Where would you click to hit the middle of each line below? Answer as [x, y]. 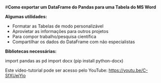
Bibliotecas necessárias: [31, 51]
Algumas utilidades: [26, 16]
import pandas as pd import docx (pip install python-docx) [64, 61]
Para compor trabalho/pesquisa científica [54, 37]
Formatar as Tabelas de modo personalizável [58, 26]
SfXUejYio [16, 75]
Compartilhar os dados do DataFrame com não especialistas [74, 42]
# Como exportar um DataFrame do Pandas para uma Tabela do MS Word [81, 7]
